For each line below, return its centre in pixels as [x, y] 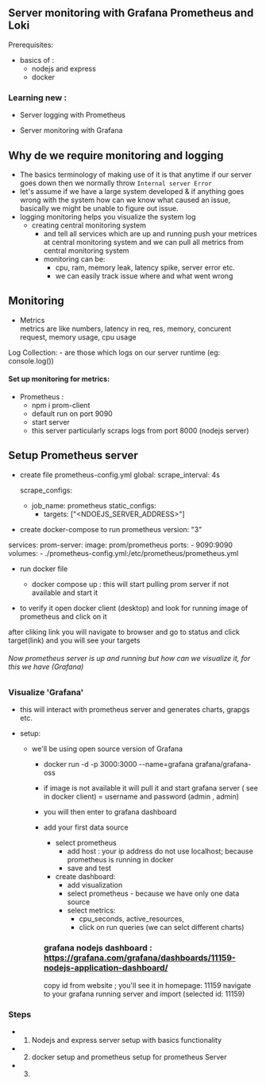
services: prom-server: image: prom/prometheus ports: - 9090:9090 [120, 545]
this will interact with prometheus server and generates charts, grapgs [135, 710]
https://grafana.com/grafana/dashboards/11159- [139, 958]
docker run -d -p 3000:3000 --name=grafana [118, 764]
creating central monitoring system [89, 225]
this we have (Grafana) [46, 667]
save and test [89, 868]
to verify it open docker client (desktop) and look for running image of [134, 608]
